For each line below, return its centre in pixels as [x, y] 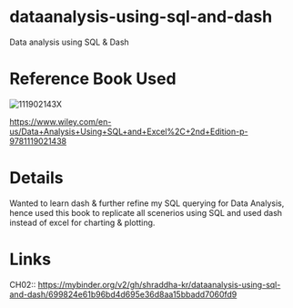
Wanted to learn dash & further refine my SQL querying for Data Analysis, [147, 203]
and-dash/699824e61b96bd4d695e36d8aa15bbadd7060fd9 [123, 294]
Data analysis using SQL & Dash [69, 42]
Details [36, 178]
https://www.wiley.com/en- [61, 121]
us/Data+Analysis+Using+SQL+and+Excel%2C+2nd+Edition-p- [129, 131]
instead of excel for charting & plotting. [82, 222]
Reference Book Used [93, 79]
